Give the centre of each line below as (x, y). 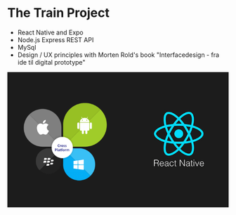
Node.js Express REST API (55, 39)
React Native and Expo (51, 32)
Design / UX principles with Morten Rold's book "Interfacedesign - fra (118, 55)
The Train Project (59, 13)
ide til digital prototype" (51, 62)
